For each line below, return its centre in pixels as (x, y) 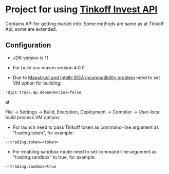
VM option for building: (37, 83)
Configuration (28, 45)
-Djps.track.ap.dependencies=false (43, 92)
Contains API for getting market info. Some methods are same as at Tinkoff (85, 24)
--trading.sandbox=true (31, 166)
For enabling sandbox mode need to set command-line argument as (85, 151)
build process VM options (33, 117)
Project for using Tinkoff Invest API (81, 9)
